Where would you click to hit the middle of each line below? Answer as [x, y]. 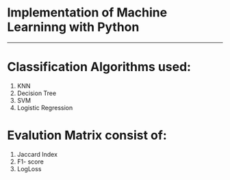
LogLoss [29, 168]
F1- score [30, 162]
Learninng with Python [73, 27]
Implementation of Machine [87, 13]
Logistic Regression [45, 107]
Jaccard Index [37, 154]
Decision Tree [37, 93]
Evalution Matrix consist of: [87, 136]
